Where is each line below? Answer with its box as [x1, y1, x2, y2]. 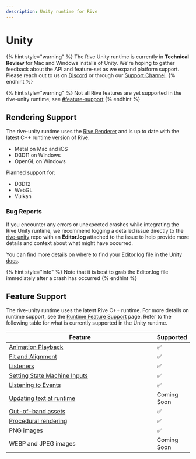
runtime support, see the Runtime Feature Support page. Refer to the [6, 313, 171, 320]
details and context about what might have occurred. [6, 239, 133, 246]
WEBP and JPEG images [9, 440, 76, 448]
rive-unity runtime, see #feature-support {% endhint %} [6, 95, 141, 102]
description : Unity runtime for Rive [6, 8, 98, 15]
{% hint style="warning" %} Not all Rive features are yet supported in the [6, 89, 182, 96]
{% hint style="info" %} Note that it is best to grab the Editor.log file [6, 268, 169, 275]
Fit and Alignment [9, 353, 57, 361]
